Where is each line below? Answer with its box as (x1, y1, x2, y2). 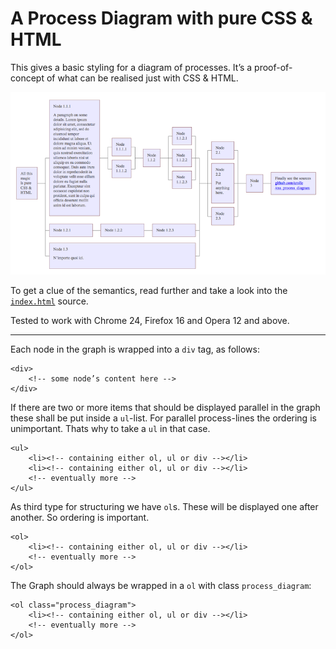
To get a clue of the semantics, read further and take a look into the (10, 284, 288, 296)
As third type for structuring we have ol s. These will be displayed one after (10, 500, 319, 512)
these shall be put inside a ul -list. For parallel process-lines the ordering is (10, 412, 317, 424)
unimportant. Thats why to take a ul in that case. (10, 422, 211, 434)
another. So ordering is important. (10, 511, 150, 523)
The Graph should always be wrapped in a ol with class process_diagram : (10, 579, 312, 591)
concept (10, 72, 45, 84)
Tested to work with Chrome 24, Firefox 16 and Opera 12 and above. (10, 314, 290, 326)
